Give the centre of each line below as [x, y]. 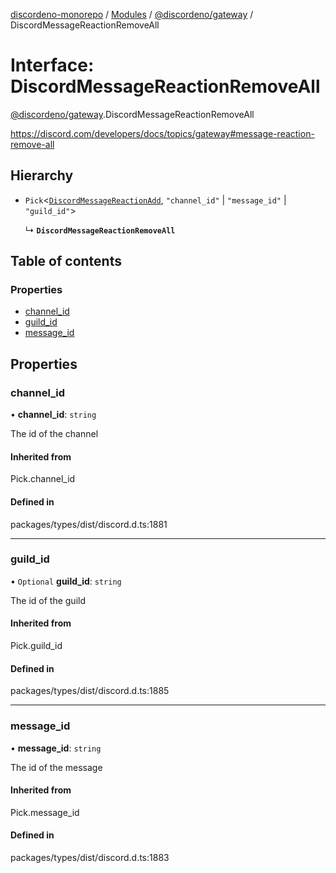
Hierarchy [42, 175]
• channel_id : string [53, 415]
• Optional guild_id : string [66, 581]
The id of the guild [48, 600]
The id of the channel [54, 434]
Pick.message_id [45, 812]
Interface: [52, 65]
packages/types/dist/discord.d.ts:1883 [90, 857]
